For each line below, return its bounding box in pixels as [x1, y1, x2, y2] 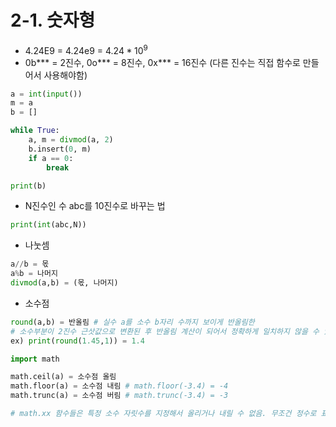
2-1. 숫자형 [10, 9, 96, 32]
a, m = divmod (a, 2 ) [28, 135, 114, 145]
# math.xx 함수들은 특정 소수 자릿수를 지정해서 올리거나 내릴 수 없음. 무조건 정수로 [10, 409, 317, 419]
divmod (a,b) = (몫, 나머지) [10, 278, 119, 288]
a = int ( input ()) [10, 89, 83, 99]
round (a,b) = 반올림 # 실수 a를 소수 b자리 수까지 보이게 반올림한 [10, 317, 255, 327]
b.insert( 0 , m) [28, 144, 92, 154]
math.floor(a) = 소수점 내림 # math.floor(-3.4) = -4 [10, 381, 229, 391]
